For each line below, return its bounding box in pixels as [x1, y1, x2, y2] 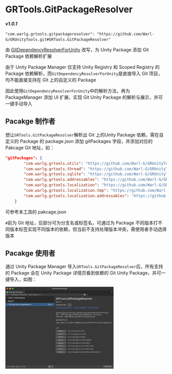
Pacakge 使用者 [5, 249, 55, 258]
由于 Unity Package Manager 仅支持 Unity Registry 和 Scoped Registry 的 [5, 64, 160, 70]
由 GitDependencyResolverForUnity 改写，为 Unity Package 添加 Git [5, 46, 149, 52]
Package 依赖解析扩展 [5, 53, 52, 59]
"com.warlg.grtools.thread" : [24, 166, 86, 172]
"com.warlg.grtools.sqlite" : [24, 172, 86, 177]
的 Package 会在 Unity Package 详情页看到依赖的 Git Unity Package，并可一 [5, 270, 166, 276]
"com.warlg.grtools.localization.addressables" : [24, 193, 130, 198]
